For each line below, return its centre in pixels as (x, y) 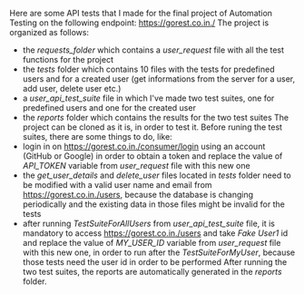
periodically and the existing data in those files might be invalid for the (154, 204)
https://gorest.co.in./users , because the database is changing (138, 195)
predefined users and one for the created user (109, 108)
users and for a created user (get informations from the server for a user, (159, 79)
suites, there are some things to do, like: (97, 137)
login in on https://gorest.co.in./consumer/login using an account (144, 146)
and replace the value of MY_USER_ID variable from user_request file (152, 243)
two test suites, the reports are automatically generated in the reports (152, 272)
